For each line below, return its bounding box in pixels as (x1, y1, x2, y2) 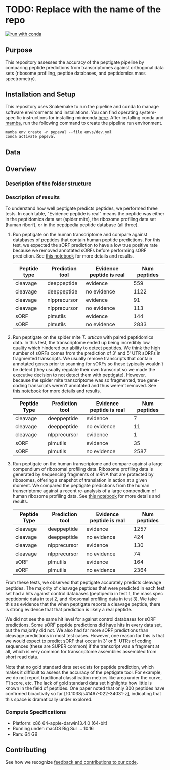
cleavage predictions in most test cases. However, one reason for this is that (5, 632, 164, 638)
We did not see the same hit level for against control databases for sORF (5, 616, 156, 622)
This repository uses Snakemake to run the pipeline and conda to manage (5, 103, 159, 109)
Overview (5, 165, 37, 173)
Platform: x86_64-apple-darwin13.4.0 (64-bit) (12, 720, 108, 726)
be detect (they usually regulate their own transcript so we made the (12, 366, 155, 372)
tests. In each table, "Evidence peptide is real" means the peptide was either (5, 210, 165, 216)
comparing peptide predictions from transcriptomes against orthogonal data (5, 64, 164, 70)
